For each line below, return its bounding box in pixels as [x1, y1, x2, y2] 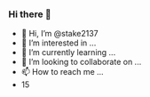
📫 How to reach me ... [20, 67, 104, 77]
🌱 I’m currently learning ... [20, 47, 116, 58]
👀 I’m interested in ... [20, 37, 97, 48]
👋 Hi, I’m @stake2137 [20, 28, 99, 39]
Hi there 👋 [8, 8, 52, 20]
